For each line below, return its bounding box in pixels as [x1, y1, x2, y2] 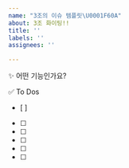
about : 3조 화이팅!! [8, 19, 70, 27]
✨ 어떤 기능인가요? [8, 71, 67, 80]
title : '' [8, 26, 41, 34]
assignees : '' [8, 41, 56, 49]
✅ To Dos [8, 87, 40, 96]
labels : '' [8, 33, 45, 42]
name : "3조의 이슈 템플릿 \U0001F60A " [8, 11, 122, 20]
